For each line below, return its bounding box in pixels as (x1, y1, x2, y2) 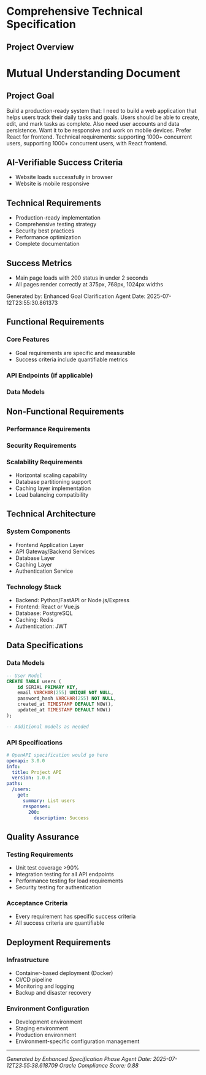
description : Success (33, 814, 89, 821)
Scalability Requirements (6, 457, 83, 466)
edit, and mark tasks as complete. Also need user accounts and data (6, 120, 180, 127)
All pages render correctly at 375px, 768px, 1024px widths (15, 281, 164, 288)
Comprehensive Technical (6, 4, 143, 18)
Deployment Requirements (6, 937, 111, 947)
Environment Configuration (6, 1004, 90, 1013)
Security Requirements (6, 441, 77, 450)
